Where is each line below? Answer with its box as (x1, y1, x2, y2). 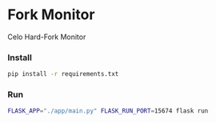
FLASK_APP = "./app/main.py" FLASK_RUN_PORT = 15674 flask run (7, 107, 209, 115)
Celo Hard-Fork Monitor (7, 32, 86, 42)
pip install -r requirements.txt (7, 70, 119, 78)
